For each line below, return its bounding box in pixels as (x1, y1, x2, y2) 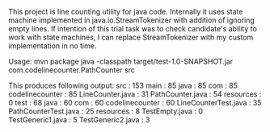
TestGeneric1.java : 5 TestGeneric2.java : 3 (8, 115, 150, 124)
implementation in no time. (8, 41, 97, 51)
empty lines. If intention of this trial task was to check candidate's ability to (8, 24, 257, 33)
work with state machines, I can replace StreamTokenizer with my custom (8, 32, 254, 42)
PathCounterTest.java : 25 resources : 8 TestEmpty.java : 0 (8, 106, 204, 116)
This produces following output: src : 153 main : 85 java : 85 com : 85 (8, 80, 238, 90)
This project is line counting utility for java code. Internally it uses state (8, 7, 243, 16)
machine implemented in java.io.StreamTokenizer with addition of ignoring (8, 15, 255, 25)
